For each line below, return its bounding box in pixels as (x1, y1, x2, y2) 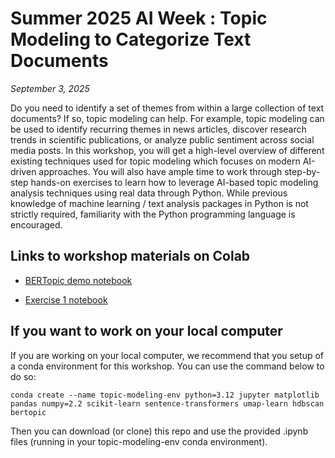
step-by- (284, 165, 321, 177)
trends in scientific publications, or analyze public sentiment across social (10, 133, 315, 146)
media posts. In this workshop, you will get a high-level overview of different (10, 144, 325, 156)
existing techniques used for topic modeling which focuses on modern (10, 155, 301, 167)
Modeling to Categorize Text (10, 28, 252, 51)
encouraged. (10, 218, 63, 231)
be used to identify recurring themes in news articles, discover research (10, 123, 307, 135)
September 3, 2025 (10, 82, 90, 94)
